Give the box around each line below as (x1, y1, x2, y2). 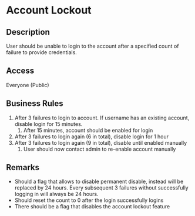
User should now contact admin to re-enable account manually (23, 145, 176, 152)
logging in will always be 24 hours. (14, 191, 99, 198)
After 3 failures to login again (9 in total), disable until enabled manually (14, 139, 187, 146)
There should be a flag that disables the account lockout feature (14, 203, 170, 210)
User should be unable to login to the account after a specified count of (6, 42, 179, 49)
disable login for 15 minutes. (14, 120, 83, 127)
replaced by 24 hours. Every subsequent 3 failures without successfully (14, 184, 189, 191)
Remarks (6, 162, 40, 172)
